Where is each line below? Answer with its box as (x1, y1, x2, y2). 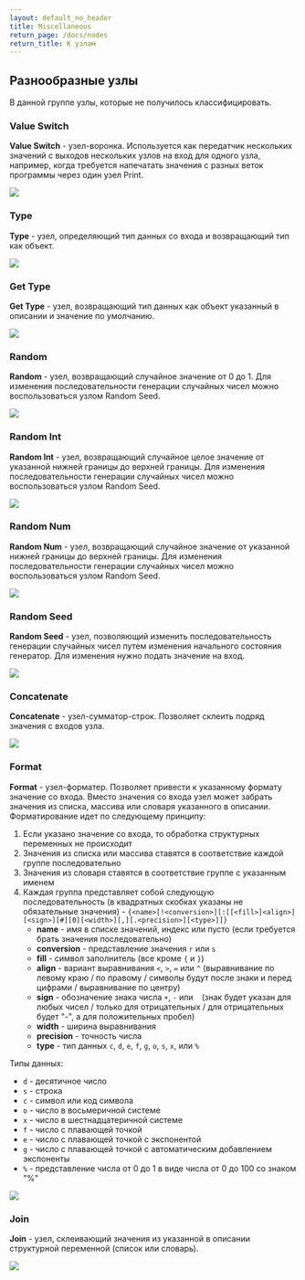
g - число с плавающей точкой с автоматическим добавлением (22, 1143, 272, 1154)
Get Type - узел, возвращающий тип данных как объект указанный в (9, 301, 279, 312)
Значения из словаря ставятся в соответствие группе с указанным (22, 867, 287, 878)
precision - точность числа (36, 1030, 142, 1042)
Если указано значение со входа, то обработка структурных (22, 828, 260, 839)
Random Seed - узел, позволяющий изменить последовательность (9, 631, 272, 642)
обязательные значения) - (22, 905, 126, 916)
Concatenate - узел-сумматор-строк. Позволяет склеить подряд (9, 711, 265, 722)
